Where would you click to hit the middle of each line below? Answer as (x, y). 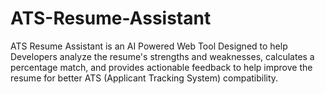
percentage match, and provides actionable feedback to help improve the (161, 67)
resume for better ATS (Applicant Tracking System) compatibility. (144, 78)
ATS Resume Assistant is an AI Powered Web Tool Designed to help (149, 46)
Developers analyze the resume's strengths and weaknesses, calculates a (162, 56)
